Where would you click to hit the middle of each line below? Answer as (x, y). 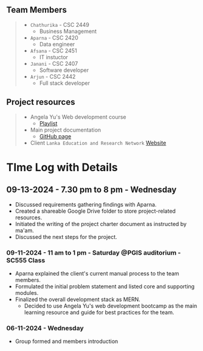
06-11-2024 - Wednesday (45, 328)
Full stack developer (64, 83)
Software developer (64, 70)
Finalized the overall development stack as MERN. (78, 299)
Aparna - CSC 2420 (54, 37)
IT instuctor (54, 57)
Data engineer (57, 44)
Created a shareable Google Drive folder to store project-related (95, 211)
